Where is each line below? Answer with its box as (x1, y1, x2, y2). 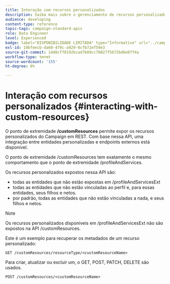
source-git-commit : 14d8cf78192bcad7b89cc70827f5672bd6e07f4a (5, 50, 139, 55)
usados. (5, 265, 22, 271)
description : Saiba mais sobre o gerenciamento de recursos (5, 12, 135, 17)
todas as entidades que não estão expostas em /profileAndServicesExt (12, 179, 160, 185)
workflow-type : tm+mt (5, 54, 51, 60)
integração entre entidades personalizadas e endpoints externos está (5, 139, 150, 145)
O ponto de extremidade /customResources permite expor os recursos (5, 128, 154, 134)
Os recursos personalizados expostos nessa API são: (5, 169, 116, 175)
